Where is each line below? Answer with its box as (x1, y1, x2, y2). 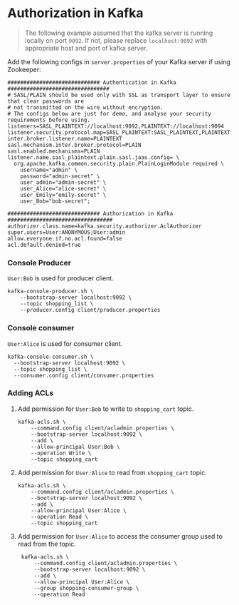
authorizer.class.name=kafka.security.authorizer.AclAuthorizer (7, 223, 202, 230)
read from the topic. (17, 539, 77, 548)
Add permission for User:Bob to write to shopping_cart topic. (17, 405, 194, 413)
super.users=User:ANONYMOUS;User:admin (7, 228, 126, 236)
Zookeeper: (7, 65, 41, 73)
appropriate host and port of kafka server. (24, 44, 148, 52)
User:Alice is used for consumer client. (7, 339, 123, 347)
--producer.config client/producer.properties (20, 307, 161, 314)
